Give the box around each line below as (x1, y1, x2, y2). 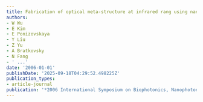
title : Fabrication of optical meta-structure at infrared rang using (6, 8, 188, 15)
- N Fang (6, 53, 28, 59)
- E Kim (6, 25, 26, 32)
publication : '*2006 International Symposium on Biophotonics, (6, 87, 169, 93)
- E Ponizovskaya (6, 31, 50, 37)
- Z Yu (6, 43, 23, 49)
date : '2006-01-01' (6, 64, 56, 71)
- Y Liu (6, 37, 26, 43)
